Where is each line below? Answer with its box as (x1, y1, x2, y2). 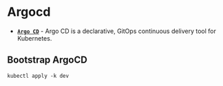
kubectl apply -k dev (7, 72, 70, 79)
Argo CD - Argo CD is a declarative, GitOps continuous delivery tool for (17, 27, 217, 35)
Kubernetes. (17, 34, 52, 42)
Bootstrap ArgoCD (7, 54, 87, 66)
